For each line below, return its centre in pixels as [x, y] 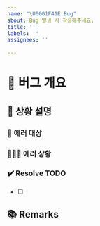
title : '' [22, 27]
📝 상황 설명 [30, 111]
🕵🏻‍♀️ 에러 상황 [29, 153]
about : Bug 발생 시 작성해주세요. [51, 20]
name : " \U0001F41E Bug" [42, 14]
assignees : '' [28, 40]
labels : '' [23, 33]
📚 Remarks [33, 214]
